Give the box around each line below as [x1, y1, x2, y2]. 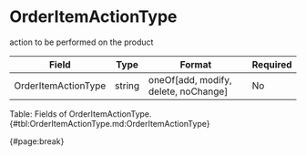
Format [179, 57, 212, 70]
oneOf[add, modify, [148, 73, 232, 86]
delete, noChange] [148, 85, 229, 98]
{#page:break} [9, 135, 65, 147]
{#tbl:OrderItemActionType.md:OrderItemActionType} [9, 118, 210, 129]
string [115, 79, 140, 92]
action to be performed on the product [9, 36, 154, 47]
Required [251, 57, 292, 70]
